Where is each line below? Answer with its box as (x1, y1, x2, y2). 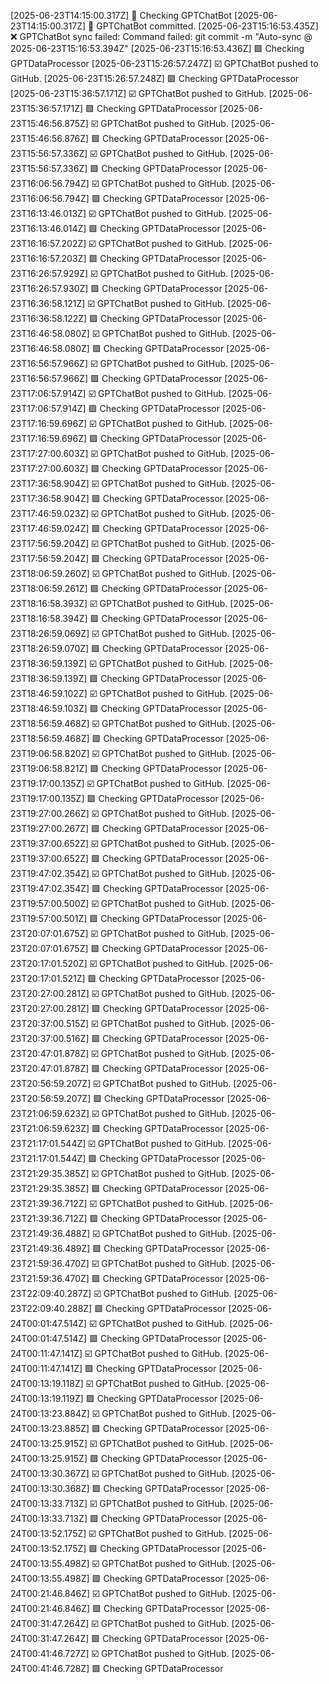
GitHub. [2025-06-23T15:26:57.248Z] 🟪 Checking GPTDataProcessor (10, 73, 300, 84)
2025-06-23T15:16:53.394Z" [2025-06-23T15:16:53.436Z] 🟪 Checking (10, 43, 305, 54)
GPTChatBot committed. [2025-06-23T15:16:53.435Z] (96, 20, 319, 32)
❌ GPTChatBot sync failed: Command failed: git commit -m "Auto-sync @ (10, 31, 313, 42)
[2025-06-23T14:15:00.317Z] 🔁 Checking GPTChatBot (10, 10, 233, 21)
